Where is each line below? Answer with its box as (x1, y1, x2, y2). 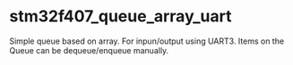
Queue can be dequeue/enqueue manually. (9, 45, 169, 55)
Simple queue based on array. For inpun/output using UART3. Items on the (9, 36, 285, 46)
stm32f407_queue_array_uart (9, 6, 232, 27)
